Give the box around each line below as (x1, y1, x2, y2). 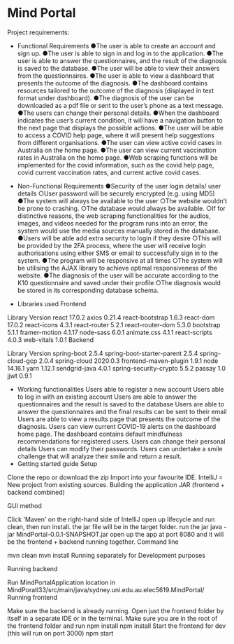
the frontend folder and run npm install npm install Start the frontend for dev (7, 622, 226, 630)
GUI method (7, 501, 42, 509)
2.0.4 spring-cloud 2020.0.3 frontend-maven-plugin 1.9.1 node (38, 356, 219, 365)
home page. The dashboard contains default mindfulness (17, 430, 183, 438)
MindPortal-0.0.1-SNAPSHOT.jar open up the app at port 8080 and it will (16, 530, 224, 538)
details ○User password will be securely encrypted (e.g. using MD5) (17, 189, 215, 198)
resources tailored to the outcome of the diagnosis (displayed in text (17, 86, 214, 95)
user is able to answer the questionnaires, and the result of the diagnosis (17, 56, 227, 64)
